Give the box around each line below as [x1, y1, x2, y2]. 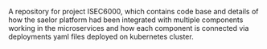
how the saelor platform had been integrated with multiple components [8, 15, 244, 24]
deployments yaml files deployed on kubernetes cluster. [8, 32, 195, 41]
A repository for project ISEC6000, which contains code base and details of [8, 7, 259, 16]
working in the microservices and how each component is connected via [8, 24, 249, 32]
